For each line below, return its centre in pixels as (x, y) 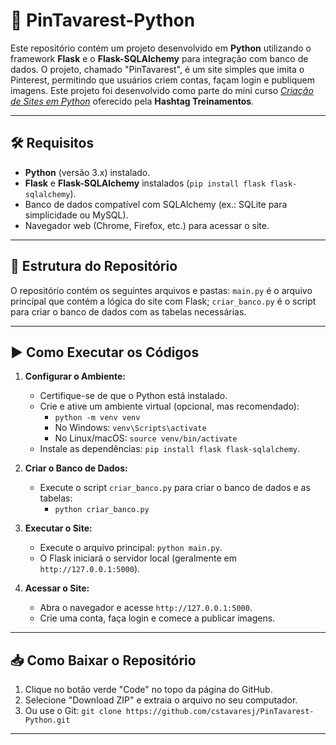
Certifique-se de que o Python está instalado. (133, 396)
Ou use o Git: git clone (73, 711)
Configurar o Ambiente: (75, 376)
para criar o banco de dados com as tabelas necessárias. (128, 311)
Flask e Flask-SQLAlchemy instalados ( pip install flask (145, 183)
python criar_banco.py (102, 510)
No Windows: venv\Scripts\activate (130, 428)
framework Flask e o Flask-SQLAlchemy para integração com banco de (159, 58)
